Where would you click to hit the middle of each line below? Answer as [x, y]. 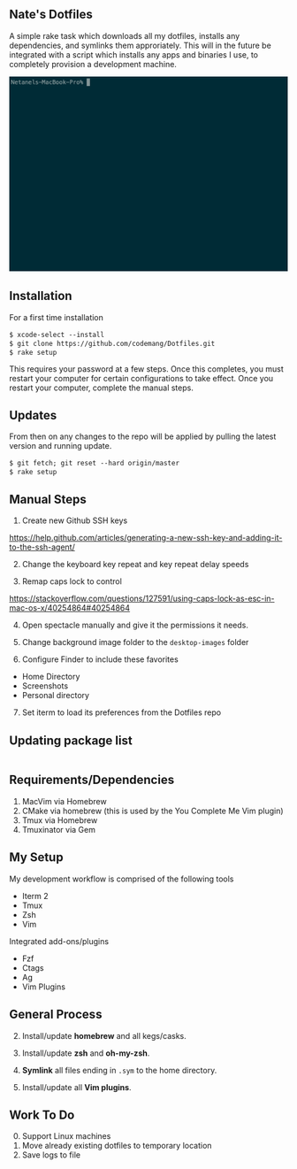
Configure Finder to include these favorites [100, 659]
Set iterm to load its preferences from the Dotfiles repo [122, 712]
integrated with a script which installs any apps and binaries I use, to [134, 54]
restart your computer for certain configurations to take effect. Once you [141, 378]
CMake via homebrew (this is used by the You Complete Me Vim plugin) [153, 811]
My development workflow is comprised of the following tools [122, 879]
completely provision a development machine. [93, 64]
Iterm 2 [35, 896]
